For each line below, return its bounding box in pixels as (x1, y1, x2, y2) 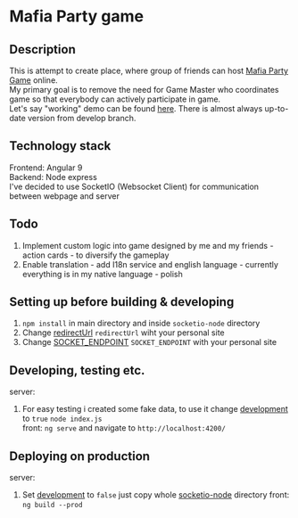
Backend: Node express (9, 171, 98, 182)
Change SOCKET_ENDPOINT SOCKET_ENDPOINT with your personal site (21, 337, 277, 348)
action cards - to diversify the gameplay (21, 250, 170, 260)
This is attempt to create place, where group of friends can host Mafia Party (9, 65, 288, 76)
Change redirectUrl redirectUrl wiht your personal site (21, 327, 225, 338)
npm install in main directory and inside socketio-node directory (21, 318, 261, 329)
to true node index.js (21, 413, 103, 424)
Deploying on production (9, 448, 150, 464)
